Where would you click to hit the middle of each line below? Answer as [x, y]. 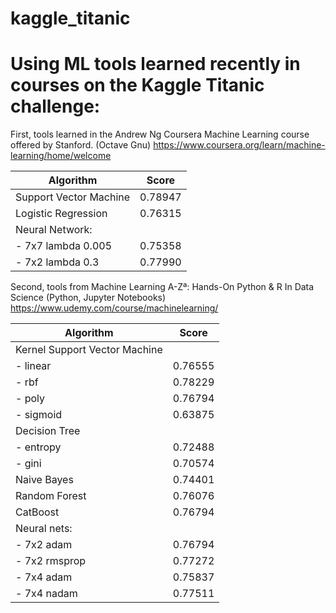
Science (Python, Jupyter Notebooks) [88, 298]
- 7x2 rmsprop [51, 561]
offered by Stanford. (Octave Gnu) [81, 145]
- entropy [38, 447]
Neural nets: [44, 529]
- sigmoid [39, 415]
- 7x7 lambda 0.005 [63, 246]
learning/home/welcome [61, 156]
